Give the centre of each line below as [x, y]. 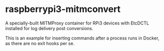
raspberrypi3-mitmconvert [63, 9]
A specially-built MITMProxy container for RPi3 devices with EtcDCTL [77, 23]
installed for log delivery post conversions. [49, 28]
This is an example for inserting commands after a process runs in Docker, [82, 38]
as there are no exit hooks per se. [40, 43]
